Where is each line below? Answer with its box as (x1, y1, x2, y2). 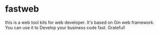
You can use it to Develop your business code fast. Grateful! (5, 24, 125, 30)
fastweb (5, 3, 39, 15)
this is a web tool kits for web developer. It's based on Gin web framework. (5, 19, 155, 25)
